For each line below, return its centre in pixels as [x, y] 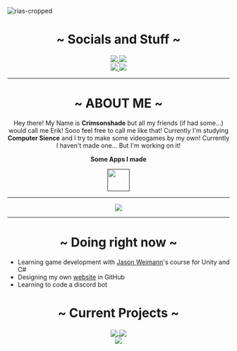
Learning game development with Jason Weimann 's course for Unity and [124, 262]
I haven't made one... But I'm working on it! [119, 145]
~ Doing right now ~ [119, 243]
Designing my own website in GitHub [71, 277]
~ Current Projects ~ [119, 313]
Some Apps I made [119, 159]
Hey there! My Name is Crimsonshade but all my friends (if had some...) [119, 123]
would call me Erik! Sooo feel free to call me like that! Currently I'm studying [119, 130]
